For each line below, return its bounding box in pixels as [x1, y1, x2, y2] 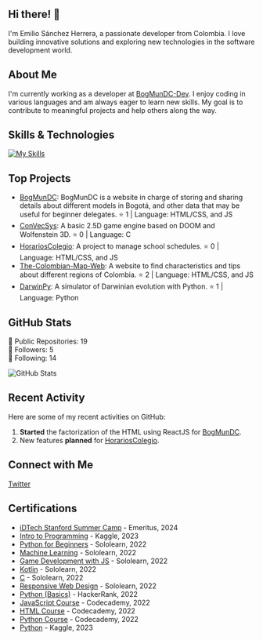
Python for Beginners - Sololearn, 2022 [19, 539, 147, 549]
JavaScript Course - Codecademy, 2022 [19, 598, 150, 607]
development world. [8, 45, 73, 55]
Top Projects [8, 172, 71, 185]
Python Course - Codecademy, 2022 [19, 614, 139, 624]
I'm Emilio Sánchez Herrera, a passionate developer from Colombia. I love [8, 28, 246, 38]
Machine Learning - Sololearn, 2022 [19, 547, 137, 557]
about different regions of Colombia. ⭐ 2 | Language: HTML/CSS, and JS [19, 270, 254, 279]
